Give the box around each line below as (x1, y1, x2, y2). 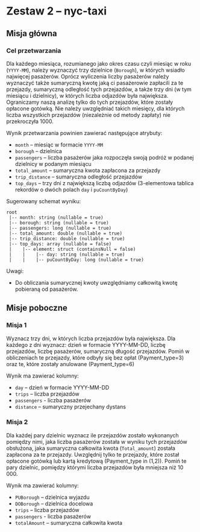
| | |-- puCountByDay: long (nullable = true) (8, 256, 145, 263)
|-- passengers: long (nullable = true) (8, 225, 112, 231)
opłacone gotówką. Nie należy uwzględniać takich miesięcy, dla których (6, 104, 185, 112)
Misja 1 (6, 321, 27, 329)
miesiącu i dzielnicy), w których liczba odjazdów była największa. (6, 92, 169, 99)
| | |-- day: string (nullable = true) (8, 252, 125, 258)
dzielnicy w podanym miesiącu (14, 160, 92, 167)
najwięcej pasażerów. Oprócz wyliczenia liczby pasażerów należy (6, 72, 169, 80)
